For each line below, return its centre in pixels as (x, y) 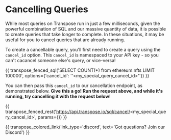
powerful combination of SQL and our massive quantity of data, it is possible (86, 29)
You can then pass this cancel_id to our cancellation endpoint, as (74, 86)
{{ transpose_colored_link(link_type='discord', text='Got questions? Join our (85, 127)
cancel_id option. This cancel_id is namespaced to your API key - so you (82, 55)
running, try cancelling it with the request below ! (58, 96)
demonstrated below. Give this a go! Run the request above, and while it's (84, 91)
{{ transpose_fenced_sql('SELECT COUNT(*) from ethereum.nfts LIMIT (80, 70)
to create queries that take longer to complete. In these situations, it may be (85, 34)
